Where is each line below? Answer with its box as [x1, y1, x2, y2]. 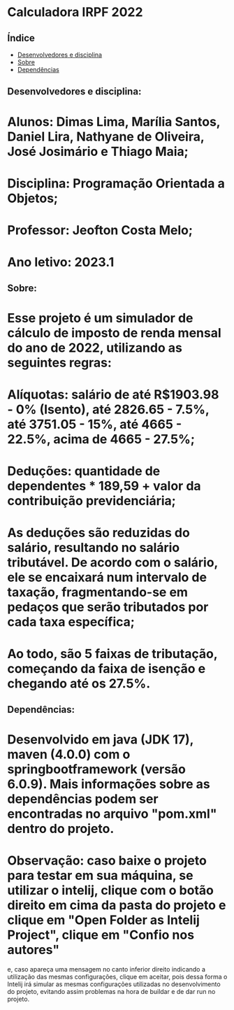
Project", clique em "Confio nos [7, 927, 194, 943]
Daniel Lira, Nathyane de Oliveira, [7, 129, 205, 144]
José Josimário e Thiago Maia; [7, 143, 189, 159]
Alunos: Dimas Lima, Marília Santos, [7, 113, 221, 129]
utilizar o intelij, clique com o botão [7, 883, 214, 899]
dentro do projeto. [7, 821, 115, 837]
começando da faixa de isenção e [7, 661, 206, 677]
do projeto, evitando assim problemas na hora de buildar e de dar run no [7, 987, 216, 995]
